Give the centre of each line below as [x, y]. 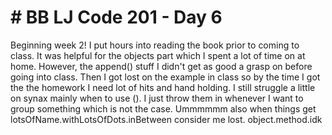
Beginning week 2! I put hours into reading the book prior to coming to [155, 45]
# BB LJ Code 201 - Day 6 [116, 17]
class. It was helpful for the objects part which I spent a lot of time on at [158, 55]
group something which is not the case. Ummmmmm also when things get [163, 108]
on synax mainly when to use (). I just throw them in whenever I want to [157, 98]
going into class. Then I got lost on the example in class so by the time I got [165, 77]
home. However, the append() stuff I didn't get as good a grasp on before [161, 66]
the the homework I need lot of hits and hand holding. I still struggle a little [163, 87]
